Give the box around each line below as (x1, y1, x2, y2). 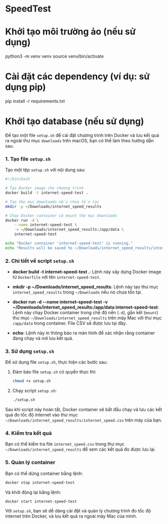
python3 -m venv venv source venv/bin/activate (5, 53, 104, 59)
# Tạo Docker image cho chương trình (5, 186, 84, 191)
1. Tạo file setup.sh (5, 155, 51, 162)
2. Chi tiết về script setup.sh (5, 257, 74, 264)
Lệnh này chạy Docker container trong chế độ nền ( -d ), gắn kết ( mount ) (12, 310, 158, 316)
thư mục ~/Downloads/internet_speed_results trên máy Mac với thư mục (12, 315, 162, 321)
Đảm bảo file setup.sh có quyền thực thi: (12, 369, 96, 375)
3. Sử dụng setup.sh (5, 348, 54, 355)
